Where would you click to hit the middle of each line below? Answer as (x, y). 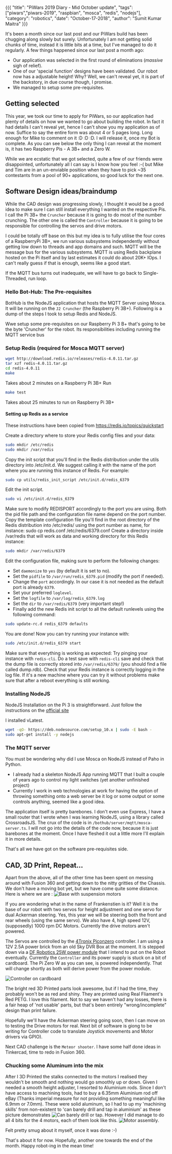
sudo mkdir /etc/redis (29, 445)
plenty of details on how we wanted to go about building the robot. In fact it (85, 121)
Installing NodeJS (28, 694)
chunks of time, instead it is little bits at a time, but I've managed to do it (81, 45)
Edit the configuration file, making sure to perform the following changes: (82, 561)
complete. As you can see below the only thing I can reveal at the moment (83, 143)
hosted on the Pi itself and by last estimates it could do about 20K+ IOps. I (83, 257)
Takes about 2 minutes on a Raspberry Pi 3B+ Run (58, 383)
